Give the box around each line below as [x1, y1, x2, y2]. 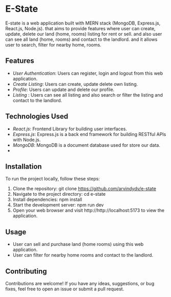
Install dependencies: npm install [12, 196, 82, 202]
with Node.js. [12, 136, 41, 143]
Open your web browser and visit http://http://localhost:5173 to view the [12, 208, 165, 214]
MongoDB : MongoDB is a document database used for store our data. [12, 142, 160, 148]
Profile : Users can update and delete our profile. [12, 86, 115, 93]
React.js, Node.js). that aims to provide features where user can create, [5, 25, 156, 31]
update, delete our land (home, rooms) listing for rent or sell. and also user [5, 31, 162, 37]
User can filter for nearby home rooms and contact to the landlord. [12, 252, 154, 258]
